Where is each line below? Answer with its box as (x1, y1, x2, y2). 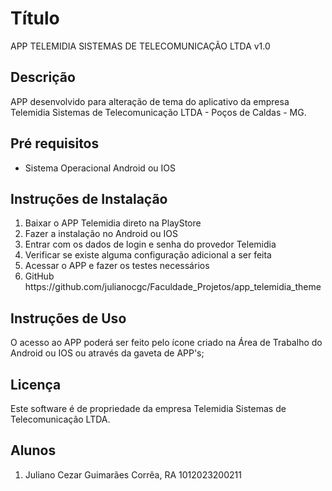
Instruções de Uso (10, 310, 127, 327)
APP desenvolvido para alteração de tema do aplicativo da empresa (10, 95, 290, 107)
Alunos (10, 442, 57, 459)
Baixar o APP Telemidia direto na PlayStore (24, 217, 202, 229)
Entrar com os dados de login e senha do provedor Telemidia (24, 238, 277, 251)
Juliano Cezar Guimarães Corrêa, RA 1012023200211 (24, 468, 242, 481)
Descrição (10, 69, 76, 86)
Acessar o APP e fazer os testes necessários (24, 260, 210, 272)
